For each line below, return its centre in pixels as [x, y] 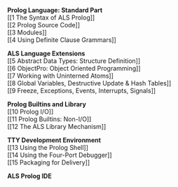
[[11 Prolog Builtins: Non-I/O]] [49, 119]
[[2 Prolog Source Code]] [44, 25]
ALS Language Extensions [46, 53]
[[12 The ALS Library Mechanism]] [57, 126]
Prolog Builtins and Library [47, 104]
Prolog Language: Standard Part [55, 10]
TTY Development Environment [54, 140]
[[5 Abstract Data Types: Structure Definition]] [74, 61]
